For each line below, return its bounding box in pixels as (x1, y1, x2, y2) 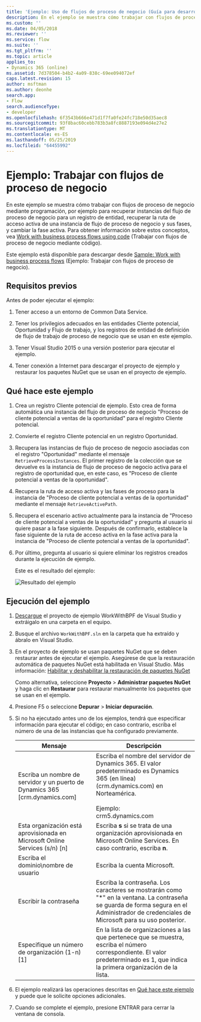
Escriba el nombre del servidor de (96, 752, 191, 760)
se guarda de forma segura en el (96, 901, 187, 909)
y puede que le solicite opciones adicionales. (14, 993, 126, 999)
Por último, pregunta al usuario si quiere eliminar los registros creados (14, 549, 188, 556)
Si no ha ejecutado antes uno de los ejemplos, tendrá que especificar (14, 715, 186, 722)
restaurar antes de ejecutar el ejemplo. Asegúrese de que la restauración (14, 655, 195, 661)
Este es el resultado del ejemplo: (14, 567, 96, 574)
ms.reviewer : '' (6, 31, 47, 37)
